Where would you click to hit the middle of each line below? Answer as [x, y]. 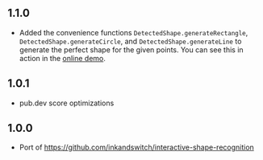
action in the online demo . [63, 58]
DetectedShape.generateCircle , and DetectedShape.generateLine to [130, 41]
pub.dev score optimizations [67, 103]
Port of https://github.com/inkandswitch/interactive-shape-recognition [137, 147]
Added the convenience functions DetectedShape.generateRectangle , [134, 32]
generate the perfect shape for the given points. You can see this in [131, 49]
